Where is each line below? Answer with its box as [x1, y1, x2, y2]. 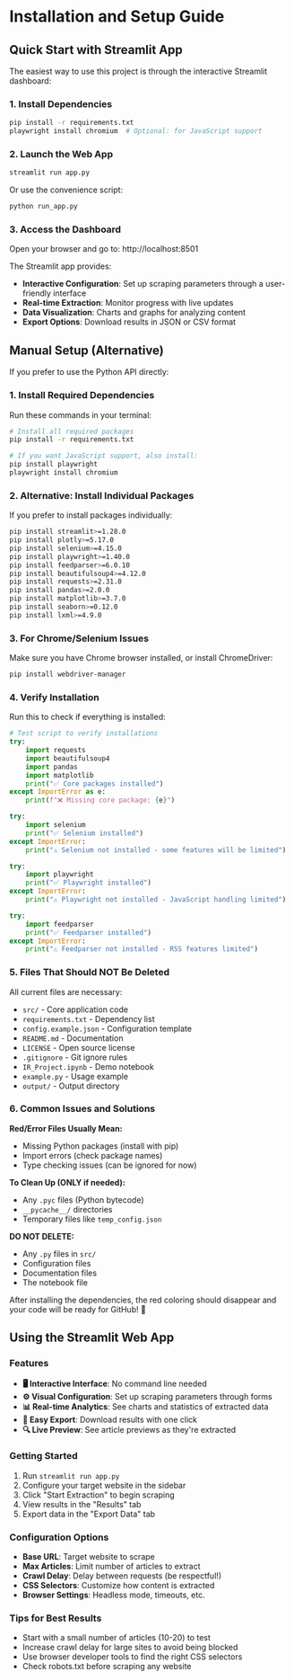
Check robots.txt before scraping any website [22, 1661, 192, 1672]
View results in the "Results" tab [22, 1498, 142, 1509]
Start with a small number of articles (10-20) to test [22, 1632, 211, 1643]
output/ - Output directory [22, 1080, 120, 1091]
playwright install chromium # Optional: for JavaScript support [9, 127, 263, 136]
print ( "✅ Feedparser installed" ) [25, 928, 152, 937]
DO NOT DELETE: [9, 1231, 74, 1241]
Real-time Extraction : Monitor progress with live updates [22, 298, 234, 308]
